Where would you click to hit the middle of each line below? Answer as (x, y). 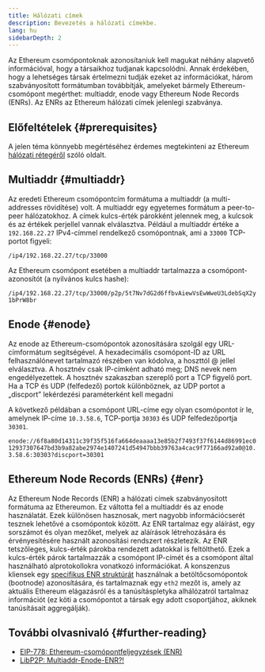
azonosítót (25, 278)
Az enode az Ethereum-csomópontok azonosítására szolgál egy (113, 344)
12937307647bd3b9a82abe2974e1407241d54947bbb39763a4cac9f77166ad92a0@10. (132, 448)
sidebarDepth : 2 (35, 38)
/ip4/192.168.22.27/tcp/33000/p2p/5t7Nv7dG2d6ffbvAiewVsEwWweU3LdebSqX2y (132, 293)
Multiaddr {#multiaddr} (67, 180)
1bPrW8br (23, 300)
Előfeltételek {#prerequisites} (83, 127)
